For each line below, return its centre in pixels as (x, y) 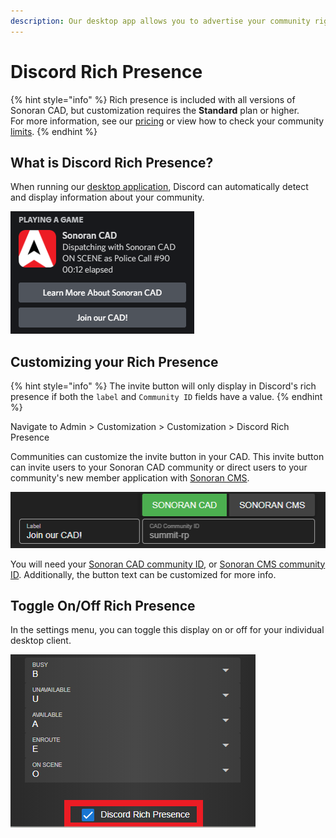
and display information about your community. (107, 197)
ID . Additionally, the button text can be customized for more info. (143, 574)
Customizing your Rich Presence (114, 361)
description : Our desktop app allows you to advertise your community (160, 21)
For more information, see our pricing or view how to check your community (167, 121)
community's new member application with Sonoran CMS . (130, 478)
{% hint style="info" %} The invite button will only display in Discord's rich (163, 386)
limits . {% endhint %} (54, 131)
